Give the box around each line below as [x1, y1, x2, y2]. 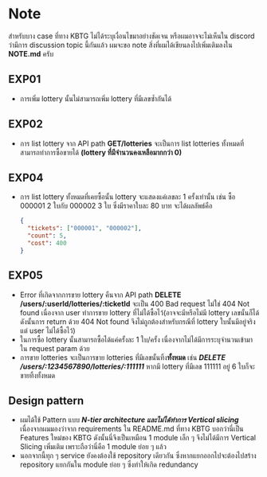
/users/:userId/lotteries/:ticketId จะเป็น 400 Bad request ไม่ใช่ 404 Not [19, 299, 249, 308]
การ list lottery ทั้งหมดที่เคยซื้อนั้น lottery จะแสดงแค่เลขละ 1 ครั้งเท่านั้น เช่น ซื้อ [19, 192, 236, 201]
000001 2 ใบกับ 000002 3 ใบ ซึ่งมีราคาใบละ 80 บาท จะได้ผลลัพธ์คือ [19, 201, 213, 211]
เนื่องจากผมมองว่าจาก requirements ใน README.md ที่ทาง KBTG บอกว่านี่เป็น [19, 424, 244, 434]
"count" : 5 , [27, 232, 67, 240]
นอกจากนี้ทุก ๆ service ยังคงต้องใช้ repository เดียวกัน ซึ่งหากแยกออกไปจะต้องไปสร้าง [19, 451, 257, 460]
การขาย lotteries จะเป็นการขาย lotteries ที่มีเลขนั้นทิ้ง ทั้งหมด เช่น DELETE [19, 352, 226, 362]
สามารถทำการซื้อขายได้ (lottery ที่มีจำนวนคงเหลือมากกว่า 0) [19, 147, 183, 157]
